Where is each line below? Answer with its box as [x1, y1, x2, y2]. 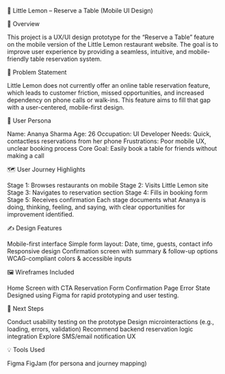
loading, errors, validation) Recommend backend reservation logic [7, 325, 194, 333]
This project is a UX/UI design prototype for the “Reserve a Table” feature [7, 33, 215, 41]
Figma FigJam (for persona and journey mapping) [7, 360, 147, 367]
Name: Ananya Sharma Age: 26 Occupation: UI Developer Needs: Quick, [7, 130, 212, 138]
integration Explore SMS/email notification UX [7, 332, 136, 340]
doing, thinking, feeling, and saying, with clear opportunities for [7, 203, 186, 211]
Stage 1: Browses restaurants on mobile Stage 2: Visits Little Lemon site [7, 182, 209, 189]
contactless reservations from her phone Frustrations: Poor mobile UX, [7, 137, 207, 145]
